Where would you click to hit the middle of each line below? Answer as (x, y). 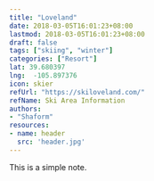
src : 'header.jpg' (52, 142)
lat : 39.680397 (37, 68)
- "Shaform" (31, 117)
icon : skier (31, 84)
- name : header (37, 134)
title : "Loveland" (43, 17)
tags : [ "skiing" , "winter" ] (61, 51)
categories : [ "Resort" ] (53, 59)
